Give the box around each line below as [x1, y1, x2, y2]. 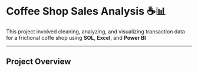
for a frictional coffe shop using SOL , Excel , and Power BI [6, 34, 146, 41]
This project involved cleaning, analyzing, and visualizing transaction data [6, 28, 186, 35]
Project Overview [6, 57, 71, 67]
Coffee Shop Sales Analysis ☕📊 [6, 5, 166, 18]
